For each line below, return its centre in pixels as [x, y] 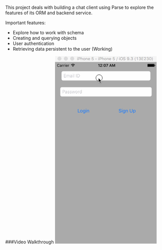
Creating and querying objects [45, 38]
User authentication [33, 43]
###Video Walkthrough [30, 242]
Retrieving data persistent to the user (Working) [63, 49]
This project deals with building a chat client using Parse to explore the [79, 7]
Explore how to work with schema [48, 32]
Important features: [25, 23]
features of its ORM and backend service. [49, 13]
